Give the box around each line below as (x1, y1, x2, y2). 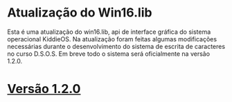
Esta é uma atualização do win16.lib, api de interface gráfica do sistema (7, 28, 211, 36)
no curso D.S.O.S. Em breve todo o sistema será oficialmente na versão (7, 50, 210, 58)
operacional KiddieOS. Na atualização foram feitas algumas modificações (7, 34, 217, 43)
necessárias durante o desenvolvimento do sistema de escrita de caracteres (7, 42, 226, 50)
